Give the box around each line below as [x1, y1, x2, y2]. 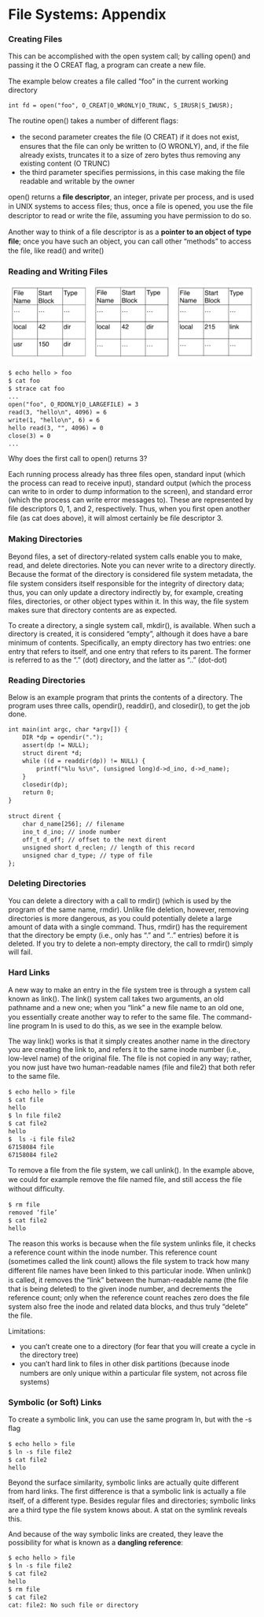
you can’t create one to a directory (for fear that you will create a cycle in [19, 1342, 256, 1351]
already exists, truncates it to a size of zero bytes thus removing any [19, 151, 241, 160]
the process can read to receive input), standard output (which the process [8, 478, 251, 488]
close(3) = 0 [8, 432, 51, 440]
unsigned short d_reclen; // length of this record [22, 844, 195, 852]
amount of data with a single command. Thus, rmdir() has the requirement [8, 922, 247, 931]
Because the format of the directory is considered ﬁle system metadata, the [8, 570, 253, 579]
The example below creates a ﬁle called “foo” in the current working [8, 76, 229, 86]
